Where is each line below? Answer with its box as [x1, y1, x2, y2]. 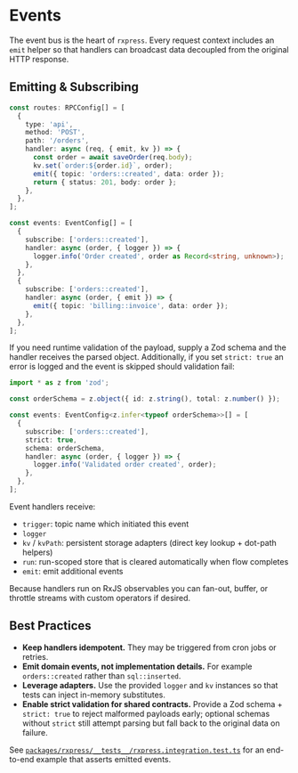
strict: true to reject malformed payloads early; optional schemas [21, 708, 270, 719]
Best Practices [9, 618, 92, 633]
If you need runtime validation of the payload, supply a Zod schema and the [9, 342, 287, 353]
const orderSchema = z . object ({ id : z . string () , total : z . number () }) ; [9, 395, 280, 403]
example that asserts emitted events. [36, 753, 172, 764]
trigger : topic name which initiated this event [21, 518, 189, 529]
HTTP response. [9, 53, 69, 64]
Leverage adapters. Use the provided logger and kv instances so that [21, 679, 278, 690]
